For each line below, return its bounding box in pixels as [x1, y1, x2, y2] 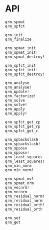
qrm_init [5, 32, 23, 37]
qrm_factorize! [5, 93, 36, 99]
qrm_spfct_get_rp [5, 124, 41, 129]
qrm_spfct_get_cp [5, 119, 41, 124]
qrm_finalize [5, 37, 32, 42]
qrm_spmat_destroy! [5, 54, 45, 59]
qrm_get [5, 220, 21, 225]
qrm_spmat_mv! [5, 176, 34, 181]
